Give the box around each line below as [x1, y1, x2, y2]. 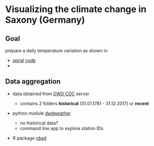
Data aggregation [5, 77, 61, 86]
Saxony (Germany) [5, 14, 85, 26]
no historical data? [20, 120, 59, 126]
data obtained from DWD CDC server [12, 91, 89, 97]
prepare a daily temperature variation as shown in [5, 48, 108, 53]
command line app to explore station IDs [20, 125, 104, 131]
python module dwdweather [12, 110, 71, 116]
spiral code [12, 57, 36, 63]
